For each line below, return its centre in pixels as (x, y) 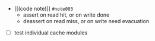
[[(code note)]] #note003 (44, 9)
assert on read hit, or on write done (66, 15)
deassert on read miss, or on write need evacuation (86, 21)
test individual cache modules (51, 33)
